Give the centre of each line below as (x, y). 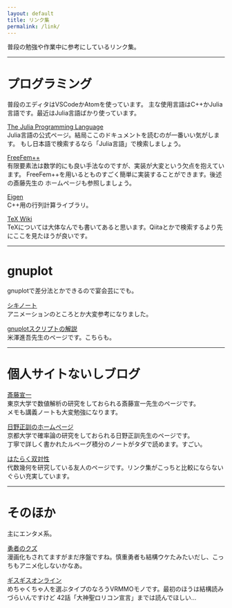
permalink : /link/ (33, 26)
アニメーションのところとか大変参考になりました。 (80, 314)
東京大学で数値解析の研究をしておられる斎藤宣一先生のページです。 (104, 404)
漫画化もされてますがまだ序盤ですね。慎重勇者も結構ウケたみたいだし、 (110, 557)
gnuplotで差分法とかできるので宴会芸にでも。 (72, 291)
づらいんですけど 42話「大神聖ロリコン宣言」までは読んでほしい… (102, 598)
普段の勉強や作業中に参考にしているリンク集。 (74, 47)
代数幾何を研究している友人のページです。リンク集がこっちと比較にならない (115, 468)
